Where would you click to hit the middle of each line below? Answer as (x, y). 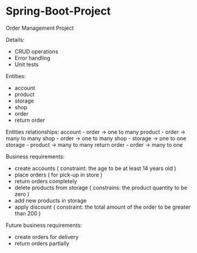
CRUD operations (36, 51)
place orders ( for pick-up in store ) (58, 175)
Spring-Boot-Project (58, 11)
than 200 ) (27, 213)
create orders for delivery (47, 237)
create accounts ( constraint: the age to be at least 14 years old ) (95, 168)
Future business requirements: (44, 225)
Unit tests (26, 64)
